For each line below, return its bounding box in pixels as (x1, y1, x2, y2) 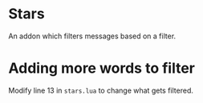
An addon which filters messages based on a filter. (8, 31, 177, 41)
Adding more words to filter (8, 59, 195, 77)
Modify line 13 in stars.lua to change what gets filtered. (8, 85, 194, 95)
